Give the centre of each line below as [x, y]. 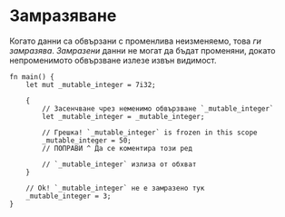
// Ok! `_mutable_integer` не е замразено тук [115, 188]
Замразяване [63, 16]
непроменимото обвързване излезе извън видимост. [113, 60]
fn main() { [32, 77]
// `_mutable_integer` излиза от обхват [119, 164]
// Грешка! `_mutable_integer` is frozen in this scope [150, 133]
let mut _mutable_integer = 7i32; [91, 84]
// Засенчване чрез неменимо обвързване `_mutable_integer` [158, 108]
